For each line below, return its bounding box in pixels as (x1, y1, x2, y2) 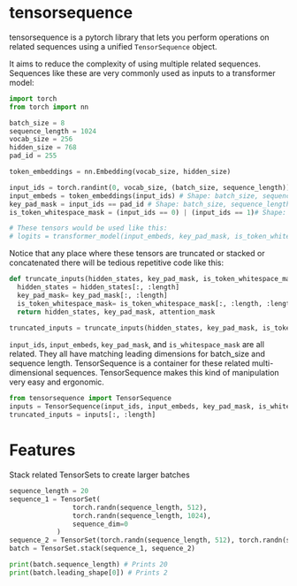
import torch (9, 94, 57, 103)
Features (9, 440, 76, 460)
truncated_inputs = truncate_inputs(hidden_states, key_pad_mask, (9, 323, 259, 332)
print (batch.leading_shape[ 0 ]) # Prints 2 (9, 568, 168, 577)
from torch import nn (9, 103, 89, 111)
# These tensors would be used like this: (9, 224, 168, 232)
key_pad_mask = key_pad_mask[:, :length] (17, 291, 168, 300)
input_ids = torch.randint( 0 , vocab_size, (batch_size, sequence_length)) (9, 183, 291, 192)
